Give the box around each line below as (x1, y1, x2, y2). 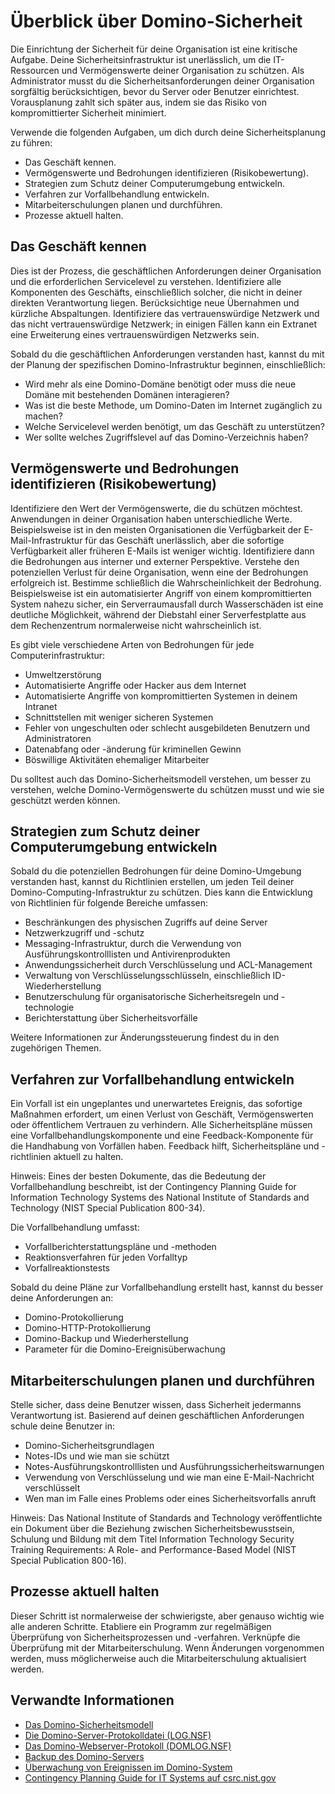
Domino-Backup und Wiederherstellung (24, 1333, 189, 1345)
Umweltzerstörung (24, 668, 102, 680)
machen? (24, 410, 63, 422)
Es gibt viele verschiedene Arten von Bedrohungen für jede (10, 638, 255, 650)
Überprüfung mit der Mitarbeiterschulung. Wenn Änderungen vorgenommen (10, 1641, 325, 1654)
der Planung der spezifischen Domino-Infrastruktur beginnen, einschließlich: (10, 358, 326, 370)
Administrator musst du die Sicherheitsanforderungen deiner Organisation (10, 75, 315, 87)
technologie (24, 1001, 75, 1014)
